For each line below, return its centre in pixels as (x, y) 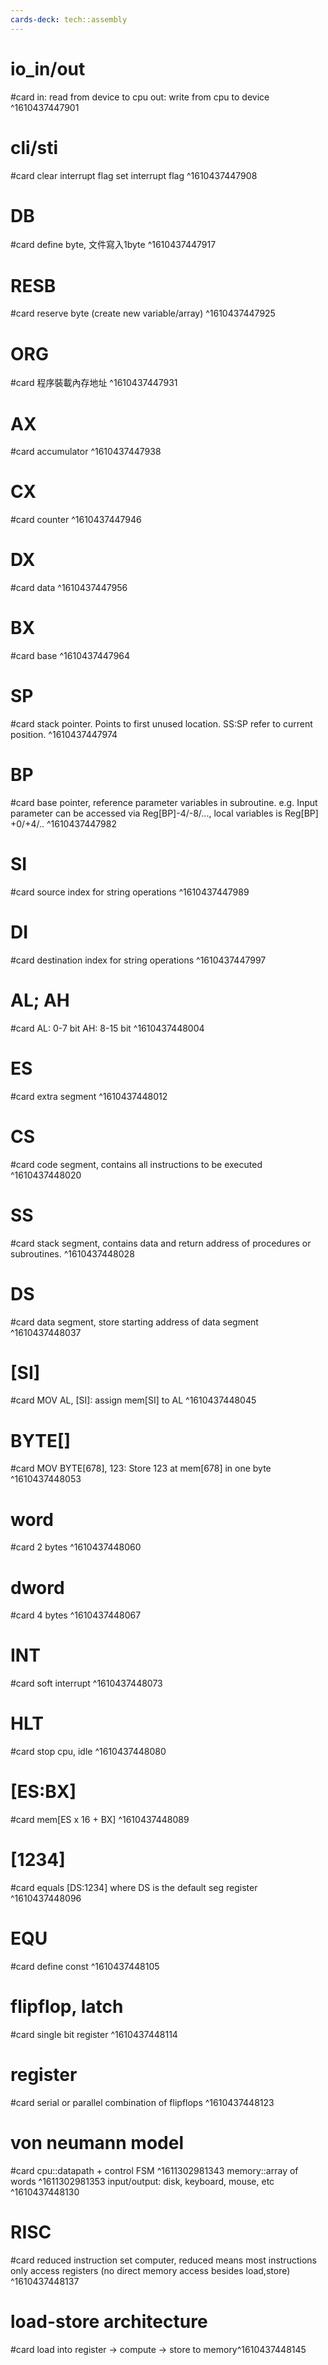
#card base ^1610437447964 (70, 656)
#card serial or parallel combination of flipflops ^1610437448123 (142, 2102)
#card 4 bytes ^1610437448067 (76, 1615)
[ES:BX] (43, 1792)
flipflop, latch (67, 2007)
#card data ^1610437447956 (69, 588)
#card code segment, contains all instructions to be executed (136, 1164)
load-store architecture (109, 2321)
